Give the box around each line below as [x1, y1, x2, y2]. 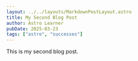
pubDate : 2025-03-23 [6, 25, 59, 32]
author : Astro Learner [6, 20, 64, 26]
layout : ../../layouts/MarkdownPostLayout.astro [6, 8, 132, 15]
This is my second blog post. [6, 48, 79, 55]
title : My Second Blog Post [6, 14, 78, 21]
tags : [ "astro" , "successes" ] [6, 31, 83, 37]
